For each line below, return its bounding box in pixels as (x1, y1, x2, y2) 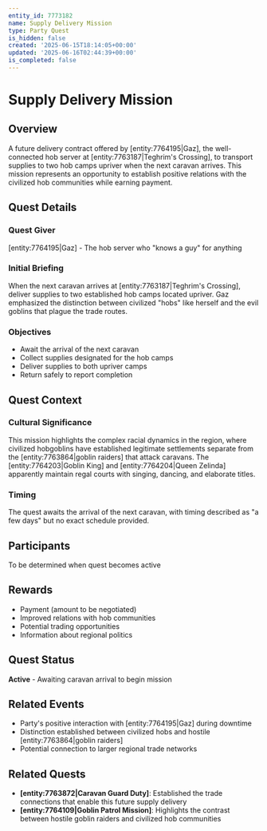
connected (8, 152, 44, 161)
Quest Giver (8, 225, 56, 236)
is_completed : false (8, 57, 77, 65)
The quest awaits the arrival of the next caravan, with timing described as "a (8, 507, 259, 517)
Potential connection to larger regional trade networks (19, 744, 198, 753)
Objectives (8, 326, 52, 337)
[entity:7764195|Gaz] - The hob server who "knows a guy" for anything (8, 243, 242, 252)
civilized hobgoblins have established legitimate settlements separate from (8, 443, 253, 453)
